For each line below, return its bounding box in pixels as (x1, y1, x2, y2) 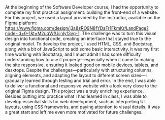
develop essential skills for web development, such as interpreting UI (5, 99, 145, 104)
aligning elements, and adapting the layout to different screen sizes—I (5, 73, 147, 78)
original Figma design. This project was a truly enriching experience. (5, 88, 144, 94)
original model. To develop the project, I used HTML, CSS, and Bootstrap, (5, 41, 154, 46)
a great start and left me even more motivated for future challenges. (5, 109, 143, 115)
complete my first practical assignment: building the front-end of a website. (5, 9, 159, 15)
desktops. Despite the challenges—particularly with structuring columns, (5, 67, 153, 73)
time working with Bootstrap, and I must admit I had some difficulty (5, 51, 141, 57)
